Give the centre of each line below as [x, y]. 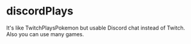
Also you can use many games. [45, 34]
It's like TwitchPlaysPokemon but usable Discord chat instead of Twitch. [96, 28]
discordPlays [40, 11]
